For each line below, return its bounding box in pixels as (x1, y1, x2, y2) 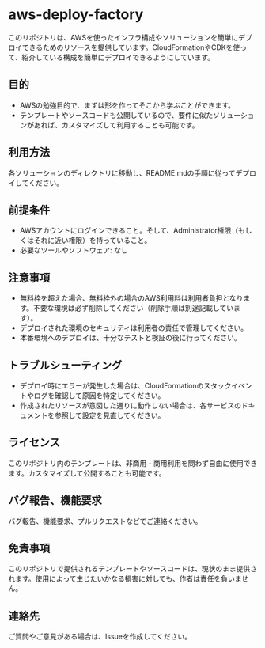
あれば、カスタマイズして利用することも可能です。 (33, 120, 199, 130)
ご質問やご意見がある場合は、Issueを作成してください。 (8, 631, 192, 642)
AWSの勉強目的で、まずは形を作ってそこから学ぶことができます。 (19, 100, 236, 110)
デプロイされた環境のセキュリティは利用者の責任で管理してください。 (19, 323, 248, 333)
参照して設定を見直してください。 (54, 411, 165, 420)
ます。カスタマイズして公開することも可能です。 (8, 468, 166, 478)
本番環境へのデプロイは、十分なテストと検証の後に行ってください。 (19, 333, 241, 343)
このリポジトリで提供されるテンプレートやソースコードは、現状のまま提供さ (8, 564, 257, 574)
